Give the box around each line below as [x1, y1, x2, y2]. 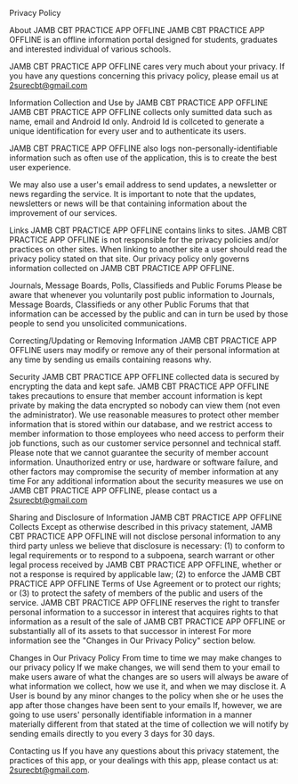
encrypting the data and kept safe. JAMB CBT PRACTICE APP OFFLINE [9, 381, 270, 392]
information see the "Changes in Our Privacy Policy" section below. [9, 635, 256, 646]
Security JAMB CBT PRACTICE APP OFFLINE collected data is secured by [9, 372, 280, 382]
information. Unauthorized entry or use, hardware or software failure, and [9, 457, 278, 467]
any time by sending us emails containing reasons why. [9, 354, 212, 365]
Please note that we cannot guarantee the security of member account [9, 448, 269, 458]
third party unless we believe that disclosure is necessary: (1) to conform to [9, 541, 286, 551]
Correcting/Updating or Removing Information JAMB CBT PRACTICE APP [9, 335, 278, 346]
